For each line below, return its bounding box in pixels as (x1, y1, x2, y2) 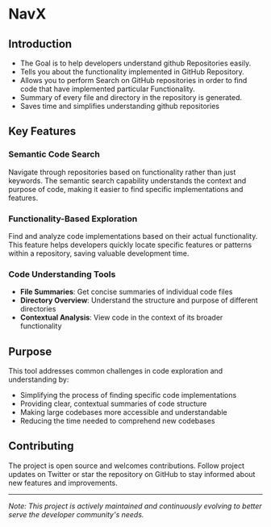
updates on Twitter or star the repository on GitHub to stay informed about (8, 469, 256, 479)
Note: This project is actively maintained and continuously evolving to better (8, 501, 262, 511)
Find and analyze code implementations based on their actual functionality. (8, 231, 258, 240)
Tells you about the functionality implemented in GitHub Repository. (19, 67, 244, 77)
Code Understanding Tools (8, 268, 116, 279)
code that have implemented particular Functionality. (19, 84, 195, 94)
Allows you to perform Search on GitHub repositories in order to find (19, 76, 248, 85)
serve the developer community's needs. (8, 509, 144, 519)
